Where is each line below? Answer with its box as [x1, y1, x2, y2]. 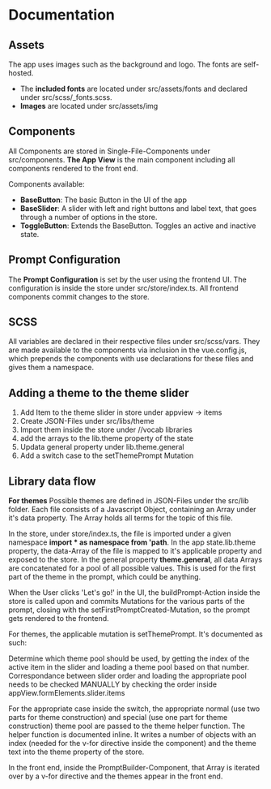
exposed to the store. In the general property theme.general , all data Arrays [8, 554, 263, 565]
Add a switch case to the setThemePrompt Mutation [19, 451, 194, 460]
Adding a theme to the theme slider [8, 386, 189, 399]
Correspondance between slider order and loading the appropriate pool [8, 671, 247, 681]
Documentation [8, 6, 116, 24]
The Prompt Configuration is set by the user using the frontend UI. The [8, 274, 247, 284]
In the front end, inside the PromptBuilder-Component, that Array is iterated [8, 763, 260, 773]
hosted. [8, 68, 34, 78]
